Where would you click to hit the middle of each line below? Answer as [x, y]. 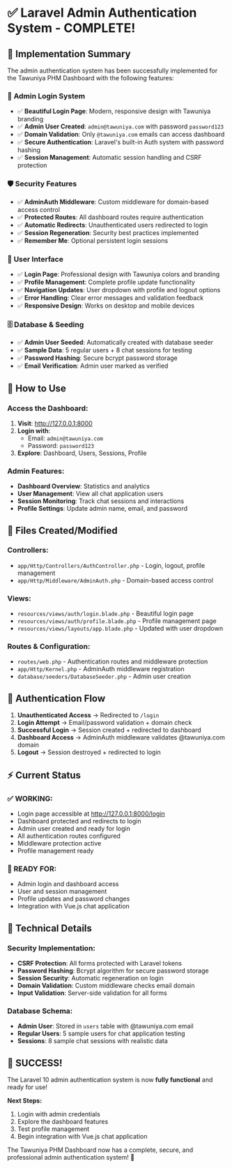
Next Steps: [25, 1101]
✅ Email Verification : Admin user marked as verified [93, 366]
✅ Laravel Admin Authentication [102, 13]
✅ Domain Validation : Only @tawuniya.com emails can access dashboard [121, 135]
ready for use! [27, 1087]
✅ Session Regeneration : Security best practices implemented [108, 232]
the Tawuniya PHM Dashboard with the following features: [91, 78]
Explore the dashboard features [63, 1122]
